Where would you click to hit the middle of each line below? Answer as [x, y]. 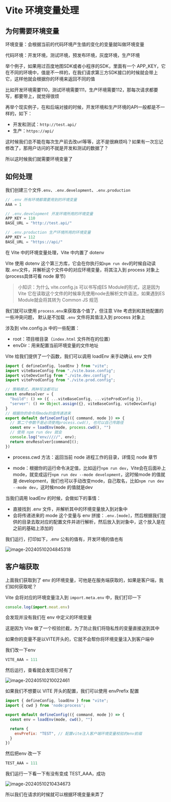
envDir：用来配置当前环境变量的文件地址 [56, 345]
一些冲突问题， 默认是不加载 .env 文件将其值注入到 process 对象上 [76, 317]
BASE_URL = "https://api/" [34, 242]
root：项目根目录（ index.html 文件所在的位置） [63, 339]
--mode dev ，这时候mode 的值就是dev [53, 487]
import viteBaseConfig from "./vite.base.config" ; [60, 371]
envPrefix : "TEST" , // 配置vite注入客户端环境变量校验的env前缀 [78, 733]
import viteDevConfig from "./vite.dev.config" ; [58, 375]
